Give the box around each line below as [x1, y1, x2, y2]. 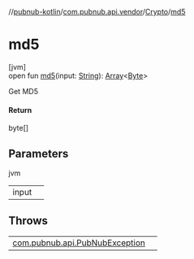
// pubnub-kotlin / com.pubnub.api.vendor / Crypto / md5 [8, 7, 186, 16]
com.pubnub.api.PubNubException [12, 237, 146, 248]
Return [8, 105, 32, 114]
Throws [8, 214, 49, 228]
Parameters [8, 146, 69, 161]
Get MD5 [8, 86, 39, 96]
